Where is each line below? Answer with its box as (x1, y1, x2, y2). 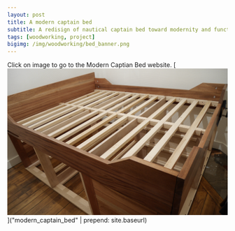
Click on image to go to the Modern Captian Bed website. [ (7, 61, 176, 69)
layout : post (7, 11, 45, 18)
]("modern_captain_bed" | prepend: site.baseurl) (7, 216, 148, 225)
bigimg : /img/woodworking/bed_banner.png (7, 40, 130, 48)
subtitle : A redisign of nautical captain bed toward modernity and (7, 26, 211, 33)
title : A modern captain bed (7, 18, 92, 26)
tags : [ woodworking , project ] (7, 33, 96, 40)
